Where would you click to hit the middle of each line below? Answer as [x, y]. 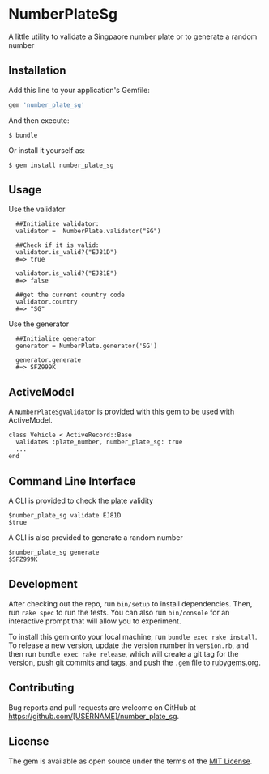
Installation [37, 71]
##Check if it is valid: [58, 245]
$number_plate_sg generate [54, 553]
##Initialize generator [56, 339]
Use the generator [39, 324]
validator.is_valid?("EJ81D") [66, 253]
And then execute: [39, 120]
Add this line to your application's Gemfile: [79, 90]
